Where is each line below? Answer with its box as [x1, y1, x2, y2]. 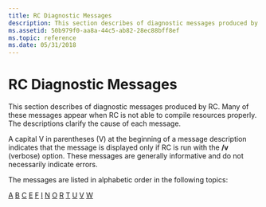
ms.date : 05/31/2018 [8, 41, 77, 49]
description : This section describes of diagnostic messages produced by [8, 19, 259, 27]
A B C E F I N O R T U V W [8, 190, 94, 200]
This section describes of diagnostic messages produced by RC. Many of [8, 102, 249, 111]
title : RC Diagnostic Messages [8, 11, 112, 20]
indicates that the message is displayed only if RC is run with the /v [8, 143, 229, 152]
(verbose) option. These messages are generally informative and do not [8, 151, 244, 161]
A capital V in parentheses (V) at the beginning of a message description [8, 135, 247, 144]
